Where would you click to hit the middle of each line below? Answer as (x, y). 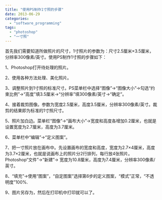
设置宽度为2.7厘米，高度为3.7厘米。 (41, 127)
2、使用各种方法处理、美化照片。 (38, 78)
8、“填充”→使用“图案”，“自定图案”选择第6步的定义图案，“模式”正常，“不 (78, 176)
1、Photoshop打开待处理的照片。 (38, 67)
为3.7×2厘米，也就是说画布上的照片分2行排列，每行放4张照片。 (69, 153)
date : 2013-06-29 (23, 14)
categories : (17, 18)
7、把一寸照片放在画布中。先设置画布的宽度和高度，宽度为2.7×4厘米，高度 (80, 147)
